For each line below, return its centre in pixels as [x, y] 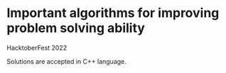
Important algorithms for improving [113, 13]
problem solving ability [76, 28]
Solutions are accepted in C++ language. [67, 61]
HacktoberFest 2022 [37, 47]
